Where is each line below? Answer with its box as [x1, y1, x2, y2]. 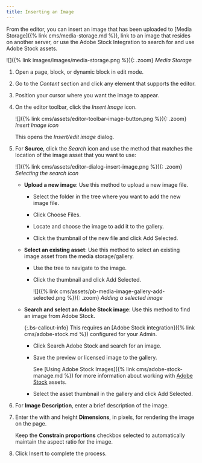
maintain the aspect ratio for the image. [14, 438, 113, 445]
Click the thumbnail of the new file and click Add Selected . [33, 234, 178, 242]
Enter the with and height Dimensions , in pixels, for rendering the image [14, 413, 195, 421]
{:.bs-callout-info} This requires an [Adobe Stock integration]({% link [24, 324, 195, 331]
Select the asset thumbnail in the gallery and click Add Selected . [33, 390, 193, 397]
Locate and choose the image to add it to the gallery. [33, 222, 165, 230]
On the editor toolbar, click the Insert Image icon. [14, 103, 137, 111]
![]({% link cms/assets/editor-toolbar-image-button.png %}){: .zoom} [14, 115, 187, 122]
